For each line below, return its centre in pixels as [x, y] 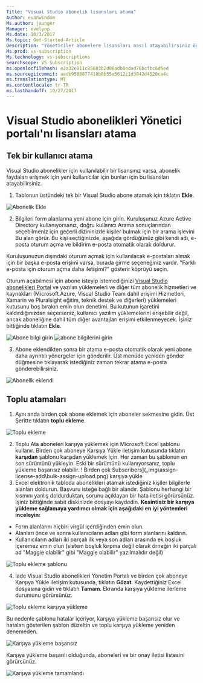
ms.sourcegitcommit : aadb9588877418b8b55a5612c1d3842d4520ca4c [88, 74]
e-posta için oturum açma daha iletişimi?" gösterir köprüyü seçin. [87, 269]
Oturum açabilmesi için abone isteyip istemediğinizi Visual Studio [87, 281]
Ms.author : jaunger [31, 23]
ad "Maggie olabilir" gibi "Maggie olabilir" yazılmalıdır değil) [89, 552]
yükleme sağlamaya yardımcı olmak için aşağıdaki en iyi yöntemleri [101, 508]
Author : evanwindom [31, 18]
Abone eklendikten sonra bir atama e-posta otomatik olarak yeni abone [103, 349]
